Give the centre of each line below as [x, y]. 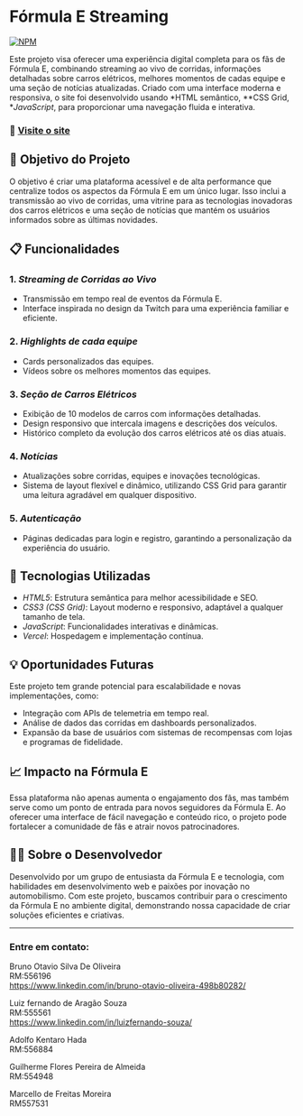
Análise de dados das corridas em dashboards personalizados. [139, 723]
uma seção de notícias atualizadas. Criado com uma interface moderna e [145, 88]
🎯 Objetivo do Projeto [70, 160]
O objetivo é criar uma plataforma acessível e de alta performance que [141, 181]
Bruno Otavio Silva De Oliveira [65, 966]
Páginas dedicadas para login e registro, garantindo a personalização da [157, 538]
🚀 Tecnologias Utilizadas [80, 576]
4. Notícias [34, 456]
